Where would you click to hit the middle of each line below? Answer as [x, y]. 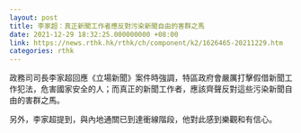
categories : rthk [42, 51]
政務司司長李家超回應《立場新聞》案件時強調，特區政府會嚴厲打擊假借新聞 [147, 78]
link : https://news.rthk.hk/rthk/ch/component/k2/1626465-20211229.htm [146, 43]
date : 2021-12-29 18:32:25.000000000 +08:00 [94, 34]
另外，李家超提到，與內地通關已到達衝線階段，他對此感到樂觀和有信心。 [143, 120]
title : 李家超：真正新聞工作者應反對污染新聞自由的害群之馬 [107, 26]
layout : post [34, 18]
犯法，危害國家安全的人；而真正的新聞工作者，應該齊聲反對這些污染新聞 [150, 89]
